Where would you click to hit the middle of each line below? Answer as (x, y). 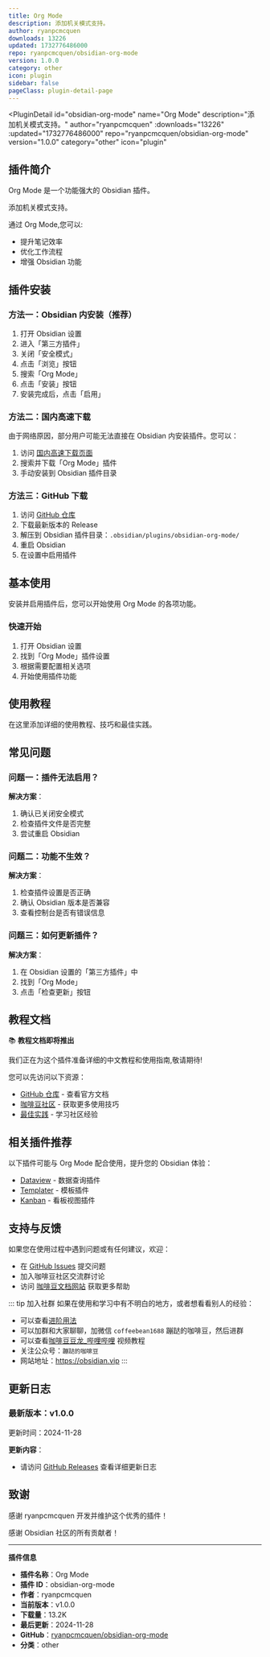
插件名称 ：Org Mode (54, 1574)
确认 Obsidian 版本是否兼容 (65, 903)
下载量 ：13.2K (43, 1614)
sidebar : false (34, 83)
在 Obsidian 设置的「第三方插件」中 (79, 971)
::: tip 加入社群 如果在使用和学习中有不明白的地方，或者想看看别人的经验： (131, 1304)
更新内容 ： (26, 1449)
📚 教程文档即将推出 (41, 1041)
